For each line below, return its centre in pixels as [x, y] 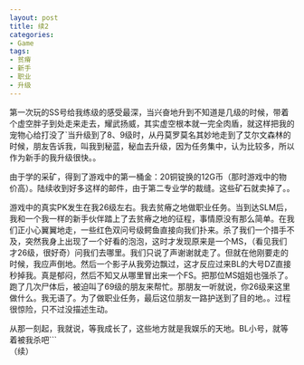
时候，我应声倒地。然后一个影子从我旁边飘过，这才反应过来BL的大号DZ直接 [150, 264]
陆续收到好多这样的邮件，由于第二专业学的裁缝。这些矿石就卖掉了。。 [166, 187]
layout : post [34, 18]
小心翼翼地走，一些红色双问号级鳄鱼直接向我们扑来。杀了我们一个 [148, 230]
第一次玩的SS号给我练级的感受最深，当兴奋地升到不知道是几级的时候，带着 [149, 112]
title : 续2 [29, 26]
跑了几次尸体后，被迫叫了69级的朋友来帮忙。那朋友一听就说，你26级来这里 [150, 286]
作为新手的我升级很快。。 [55, 157]
